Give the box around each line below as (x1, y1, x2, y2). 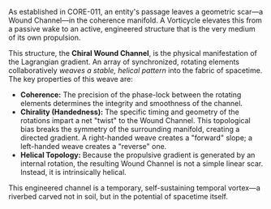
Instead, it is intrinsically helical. (19, 168, 127, 177)
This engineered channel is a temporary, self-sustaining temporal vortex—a (8, 183, 261, 193)
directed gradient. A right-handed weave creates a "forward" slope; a (19, 133, 253, 143)
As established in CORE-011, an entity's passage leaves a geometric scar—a (8, 7, 264, 16)
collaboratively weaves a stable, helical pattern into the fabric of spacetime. (8, 66, 263, 75)
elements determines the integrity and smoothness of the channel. (19, 99, 243, 108)
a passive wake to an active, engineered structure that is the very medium (8, 24, 256, 33)
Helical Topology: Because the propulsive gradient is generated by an (19, 150, 256, 160)
